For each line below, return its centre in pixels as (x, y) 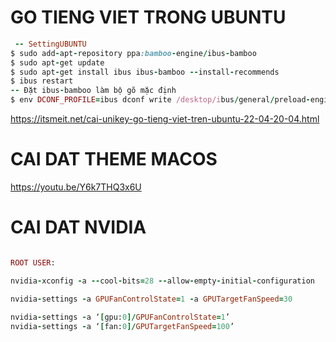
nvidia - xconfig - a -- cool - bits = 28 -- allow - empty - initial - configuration (162, 281)
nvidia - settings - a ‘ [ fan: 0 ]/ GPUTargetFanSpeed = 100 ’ (122, 327)
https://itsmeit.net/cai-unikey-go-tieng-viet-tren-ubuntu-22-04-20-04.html (165, 119)
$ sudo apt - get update (57, 62)
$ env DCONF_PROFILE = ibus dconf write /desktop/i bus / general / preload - (160, 100)
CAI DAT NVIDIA (78, 227)
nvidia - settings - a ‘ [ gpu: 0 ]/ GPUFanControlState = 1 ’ (120, 317)
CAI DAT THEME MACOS (114, 159)
